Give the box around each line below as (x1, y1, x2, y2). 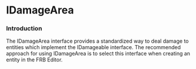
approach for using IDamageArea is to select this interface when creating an (6, 50, 191, 57)
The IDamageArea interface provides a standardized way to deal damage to (6, 37, 189, 44)
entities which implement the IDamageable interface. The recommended (6, 44, 181, 51)
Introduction (6, 25, 42, 33)
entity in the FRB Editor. (6, 56, 63, 63)
